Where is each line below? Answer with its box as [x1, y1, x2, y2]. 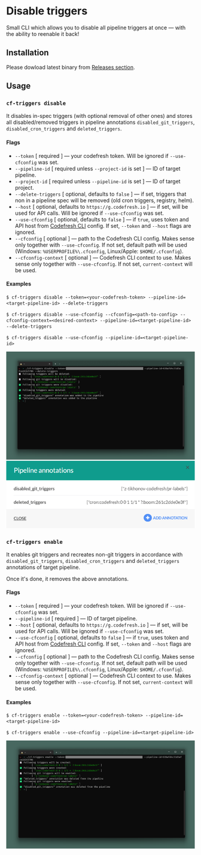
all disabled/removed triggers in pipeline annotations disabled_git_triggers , [6, 118, 195, 126]
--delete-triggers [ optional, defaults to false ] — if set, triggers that [14, 190, 187, 197]
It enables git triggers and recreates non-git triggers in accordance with [6, 550, 183, 558]
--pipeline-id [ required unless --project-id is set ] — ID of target [14, 165, 181, 172]
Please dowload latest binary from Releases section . [6, 63, 136, 71]
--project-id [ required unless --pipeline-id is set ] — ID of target [14, 178, 181, 185]
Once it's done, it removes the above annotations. [6, 575, 129, 582]
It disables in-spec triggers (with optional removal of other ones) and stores [6, 112, 193, 120]
